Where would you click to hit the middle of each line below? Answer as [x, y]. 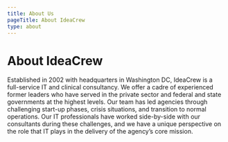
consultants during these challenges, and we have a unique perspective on [114, 124]
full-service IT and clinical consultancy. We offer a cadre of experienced [110, 87]
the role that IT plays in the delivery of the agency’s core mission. [100, 132]
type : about [24, 26]
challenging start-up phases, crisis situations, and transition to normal [107, 109]
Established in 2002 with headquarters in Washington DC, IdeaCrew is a [110, 80]
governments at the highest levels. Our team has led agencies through [107, 102]
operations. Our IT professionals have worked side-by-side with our [104, 117]
